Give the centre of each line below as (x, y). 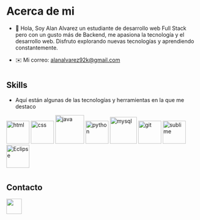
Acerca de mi (40, 11)
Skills (17, 85)
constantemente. (36, 48)
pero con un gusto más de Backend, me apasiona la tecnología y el (100, 34)
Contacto (24, 187)
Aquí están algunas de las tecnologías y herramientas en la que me (100, 100)
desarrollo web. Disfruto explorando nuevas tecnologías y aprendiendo (105, 41)
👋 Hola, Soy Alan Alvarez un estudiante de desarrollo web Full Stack (101, 28)
